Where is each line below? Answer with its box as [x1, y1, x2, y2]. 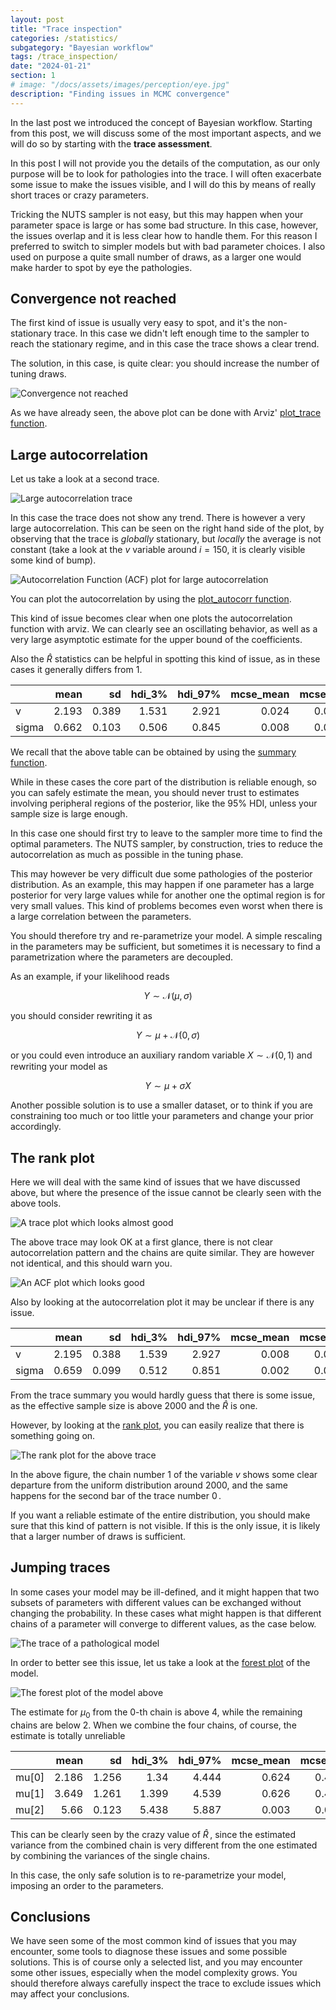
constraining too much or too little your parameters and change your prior [10, 1110, 314, 1122]
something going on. [10, 1430, 96, 1442]
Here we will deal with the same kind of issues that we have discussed [10, 1176, 301, 1188]
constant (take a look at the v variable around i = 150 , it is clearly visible [10, 544, 306, 556]
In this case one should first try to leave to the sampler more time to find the [10, 827, 323, 840]
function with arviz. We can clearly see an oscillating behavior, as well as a [10, 623, 318, 635]
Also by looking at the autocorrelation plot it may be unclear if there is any [10, 1296, 315, 1308]
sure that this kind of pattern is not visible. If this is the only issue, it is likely [10, 1520, 321, 1532]
